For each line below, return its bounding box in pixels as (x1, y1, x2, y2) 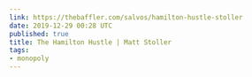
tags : (9, 46, 29, 55)
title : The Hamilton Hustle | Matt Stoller (9, 37, 172, 47)
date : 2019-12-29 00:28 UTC (9, 21, 113, 30)
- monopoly (9, 54, 50, 63)
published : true (9, 29, 69, 38)
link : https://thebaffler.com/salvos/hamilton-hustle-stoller (9, 12, 243, 22)
